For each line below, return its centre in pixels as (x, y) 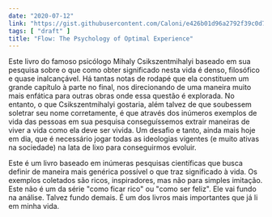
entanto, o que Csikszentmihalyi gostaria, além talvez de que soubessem (130, 104)
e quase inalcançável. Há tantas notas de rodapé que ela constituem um (129, 79)
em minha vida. (34, 206)
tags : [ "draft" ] (39, 31)
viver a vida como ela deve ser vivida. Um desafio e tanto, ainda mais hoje (132, 130)
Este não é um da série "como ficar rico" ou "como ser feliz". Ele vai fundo (132, 189)
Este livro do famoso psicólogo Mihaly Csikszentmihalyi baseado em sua (130, 62)
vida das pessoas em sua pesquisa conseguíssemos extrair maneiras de (129, 121)
